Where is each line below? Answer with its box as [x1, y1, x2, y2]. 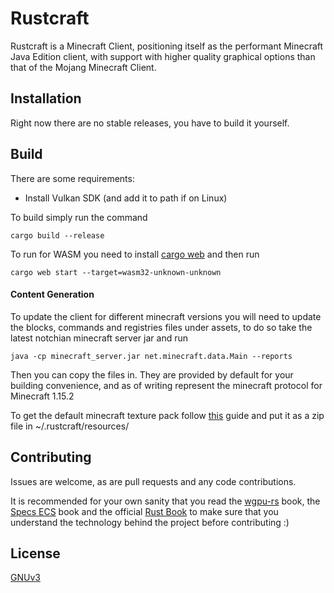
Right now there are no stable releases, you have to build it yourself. [10, 117, 290, 129]
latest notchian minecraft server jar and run [10, 332, 188, 344]
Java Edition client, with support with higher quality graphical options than [10, 50, 316, 62]
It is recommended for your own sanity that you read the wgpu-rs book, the [10, 495, 321, 507]
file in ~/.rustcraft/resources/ [10, 420, 130, 432]
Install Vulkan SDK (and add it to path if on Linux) [24, 192, 228, 204]
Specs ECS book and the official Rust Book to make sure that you [10, 505, 279, 517]
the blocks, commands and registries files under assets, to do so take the [10, 321, 313, 333]
